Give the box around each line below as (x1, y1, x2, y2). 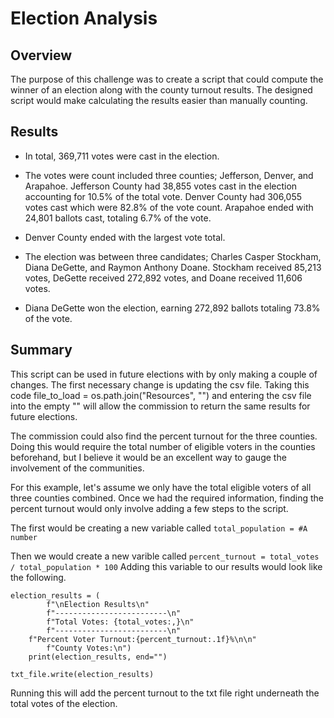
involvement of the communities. (10, 462, 145, 474)
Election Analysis (10, 7, 158, 30)
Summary (10, 342, 73, 359)
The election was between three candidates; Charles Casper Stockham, (24, 250, 322, 262)
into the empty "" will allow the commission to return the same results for (10, 400, 311, 412)
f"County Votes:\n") (46, 643, 132, 653)
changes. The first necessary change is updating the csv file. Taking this (10, 378, 310, 391)
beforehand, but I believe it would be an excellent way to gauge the (10, 451, 287, 463)
